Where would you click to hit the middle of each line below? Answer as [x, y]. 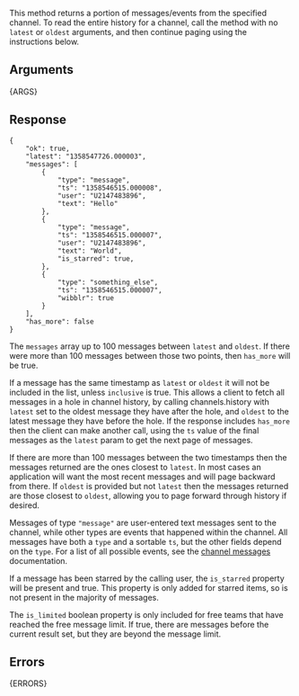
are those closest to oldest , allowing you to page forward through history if [148, 495]
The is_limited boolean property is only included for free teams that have [147, 614]
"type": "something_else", [108, 282]
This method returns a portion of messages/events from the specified [138, 13]
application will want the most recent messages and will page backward [142, 477]
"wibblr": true [86, 298]
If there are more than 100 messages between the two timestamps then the [148, 457]
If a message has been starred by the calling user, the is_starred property [147, 578]
